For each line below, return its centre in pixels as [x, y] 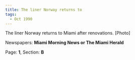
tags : [11, 14]
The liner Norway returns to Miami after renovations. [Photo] [68, 33]
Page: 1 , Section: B [25, 52]
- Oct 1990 [21, 19]
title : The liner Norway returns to [44, 10]
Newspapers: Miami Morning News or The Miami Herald [65, 43]
